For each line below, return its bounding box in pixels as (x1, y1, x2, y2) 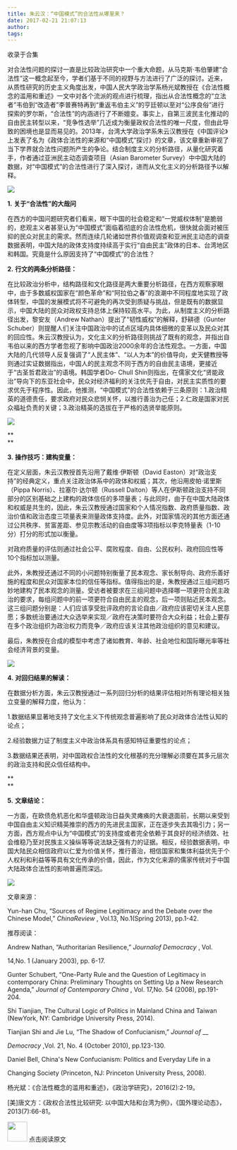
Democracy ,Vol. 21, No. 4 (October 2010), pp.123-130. (7, 1041, 166, 1050)
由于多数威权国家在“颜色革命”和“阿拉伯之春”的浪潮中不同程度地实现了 (19, 289, 222, 297)
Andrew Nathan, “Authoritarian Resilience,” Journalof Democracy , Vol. (7, 943, 213, 952)
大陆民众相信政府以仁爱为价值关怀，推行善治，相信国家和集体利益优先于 (13, 847, 224, 855)
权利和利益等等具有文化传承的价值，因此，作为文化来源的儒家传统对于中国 (13, 855, 230, 864)
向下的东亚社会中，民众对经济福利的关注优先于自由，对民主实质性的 (22, 377, 221, 386)
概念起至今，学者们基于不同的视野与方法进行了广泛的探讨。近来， (35, 74, 227, 83)
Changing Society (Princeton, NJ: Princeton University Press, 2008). (7, 1069, 207, 1077)
